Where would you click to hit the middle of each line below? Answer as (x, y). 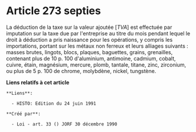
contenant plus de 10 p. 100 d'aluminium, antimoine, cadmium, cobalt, (91, 58)
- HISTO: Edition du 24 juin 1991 (54, 103)
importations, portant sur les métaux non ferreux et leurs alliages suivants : (97, 46)
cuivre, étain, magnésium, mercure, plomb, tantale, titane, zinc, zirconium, (96, 65)
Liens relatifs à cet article (38, 82)
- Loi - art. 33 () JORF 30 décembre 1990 (64, 124)
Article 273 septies (54, 11)
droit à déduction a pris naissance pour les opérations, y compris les (89, 39)
